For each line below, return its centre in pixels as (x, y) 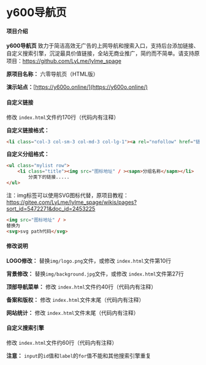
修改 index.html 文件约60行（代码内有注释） (62, 343)
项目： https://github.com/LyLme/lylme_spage (64, 61)
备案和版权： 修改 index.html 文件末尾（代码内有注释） (75, 299)
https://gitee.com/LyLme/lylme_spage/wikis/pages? (71, 202)
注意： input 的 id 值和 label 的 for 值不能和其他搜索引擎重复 (79, 356)
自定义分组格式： (28, 154)
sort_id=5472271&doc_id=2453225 (51, 208)
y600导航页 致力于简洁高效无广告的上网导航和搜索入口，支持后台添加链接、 (103, 46)
